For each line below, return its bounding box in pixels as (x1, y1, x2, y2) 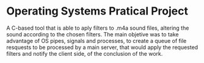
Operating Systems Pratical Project (6, 4, 188, 18)
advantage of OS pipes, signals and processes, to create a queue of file (6, 37, 187, 44)
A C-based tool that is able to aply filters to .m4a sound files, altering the (6, 24, 189, 31)
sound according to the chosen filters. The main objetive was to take (6, 30, 179, 38)
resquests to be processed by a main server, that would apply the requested (6, 44, 199, 51)
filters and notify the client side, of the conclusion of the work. (6, 50, 163, 57)
